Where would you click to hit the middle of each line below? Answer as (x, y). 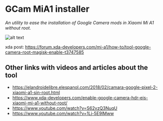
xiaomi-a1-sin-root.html (36, 92)
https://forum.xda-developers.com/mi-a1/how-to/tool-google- (88, 47)
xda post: (15, 47)
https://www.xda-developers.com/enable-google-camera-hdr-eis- (80, 97)
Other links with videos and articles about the (77, 68)
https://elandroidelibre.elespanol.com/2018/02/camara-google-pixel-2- (85, 87)
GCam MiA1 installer (47, 9)
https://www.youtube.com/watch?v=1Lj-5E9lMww (63, 113)
